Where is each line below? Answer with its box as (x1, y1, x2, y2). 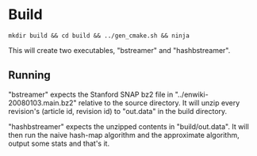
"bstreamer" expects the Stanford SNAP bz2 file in (8, 89, 174, 99)
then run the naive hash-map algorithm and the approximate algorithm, (8, 130, 240, 139)
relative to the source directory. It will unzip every (78, 97, 240, 108)
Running (8, 69, 52, 82)
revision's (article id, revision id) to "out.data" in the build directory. (8, 106, 228, 116)
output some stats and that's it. (8, 139, 109, 148)
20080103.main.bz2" (8, 97, 77, 108)
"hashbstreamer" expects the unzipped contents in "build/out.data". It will (8, 121, 250, 131)
